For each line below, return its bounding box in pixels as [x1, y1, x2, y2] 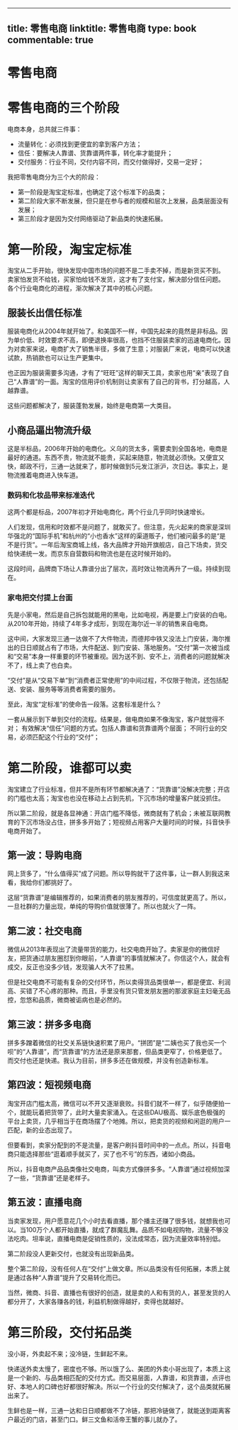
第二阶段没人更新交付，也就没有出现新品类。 [7, 1249, 138, 1258]
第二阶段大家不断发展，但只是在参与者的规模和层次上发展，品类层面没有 [17, 196, 229, 205]
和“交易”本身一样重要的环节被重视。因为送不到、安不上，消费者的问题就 [7, 652, 218, 660]
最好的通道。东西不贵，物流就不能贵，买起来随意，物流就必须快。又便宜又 [7, 453, 225, 462]
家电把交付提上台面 [7, 593, 73, 603]
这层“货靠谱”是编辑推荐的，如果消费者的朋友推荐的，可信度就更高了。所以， [7, 893, 230, 902]
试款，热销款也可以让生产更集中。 [7, 354, 107, 362]
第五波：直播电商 [7, 1196, 82, 1209]
